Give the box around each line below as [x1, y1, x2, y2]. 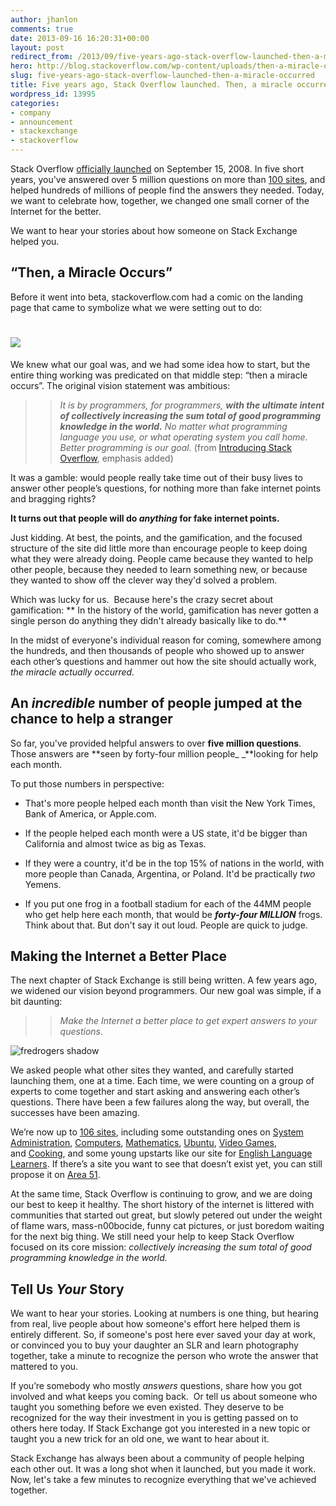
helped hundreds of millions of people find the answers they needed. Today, [10, 184, 325, 196]
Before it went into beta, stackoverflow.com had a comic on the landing [10, 291, 304, 303]
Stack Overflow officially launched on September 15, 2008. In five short [10, 163, 305, 175]
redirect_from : [10, 52, 74, 62]
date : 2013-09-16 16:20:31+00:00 [10, 33, 150, 43]
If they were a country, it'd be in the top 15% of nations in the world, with [24, 857, 325, 869]
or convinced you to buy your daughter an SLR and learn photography [10, 1339, 299, 1351]
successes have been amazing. [10, 1107, 140, 1119]
